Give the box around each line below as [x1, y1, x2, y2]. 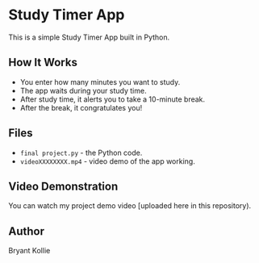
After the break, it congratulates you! [19, 102, 143, 112]
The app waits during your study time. [19, 86, 147, 95]
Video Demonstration [8, 179, 119, 193]
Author [8, 224, 44, 238]
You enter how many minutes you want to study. [19, 77, 181, 86]
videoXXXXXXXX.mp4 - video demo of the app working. [19, 156, 195, 166]
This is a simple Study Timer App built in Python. [8, 32, 170, 42]
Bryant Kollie [8, 246, 51, 256]
